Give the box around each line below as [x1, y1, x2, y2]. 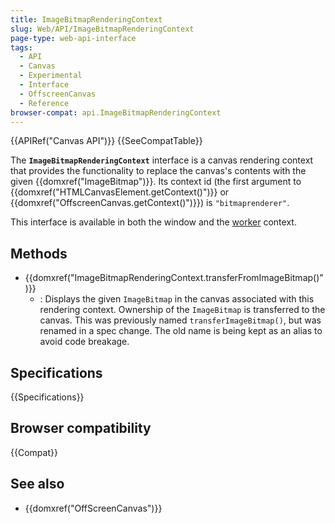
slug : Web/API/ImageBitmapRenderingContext [10, 24, 195, 34]
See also [10, 476, 65, 493]
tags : [10, 42, 33, 53]
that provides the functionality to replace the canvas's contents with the [10, 165, 307, 177]
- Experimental [19, 71, 83, 81]
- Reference [19, 98, 70, 108]
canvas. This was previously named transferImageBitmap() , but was [39, 314, 322, 326]
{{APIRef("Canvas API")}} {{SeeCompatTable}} [10, 135, 203, 147]
